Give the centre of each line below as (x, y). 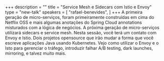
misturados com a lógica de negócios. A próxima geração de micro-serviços (82, 28)
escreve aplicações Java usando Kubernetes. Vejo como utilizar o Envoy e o (82, 43)
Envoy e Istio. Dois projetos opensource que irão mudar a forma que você (79, 38)
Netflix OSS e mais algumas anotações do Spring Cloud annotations (73, 22)
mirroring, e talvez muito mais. (36, 53)
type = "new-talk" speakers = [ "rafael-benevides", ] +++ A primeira (74, 12)
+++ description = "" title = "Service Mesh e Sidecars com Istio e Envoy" (78, 7)
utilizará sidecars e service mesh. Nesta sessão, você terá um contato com (81, 33)
